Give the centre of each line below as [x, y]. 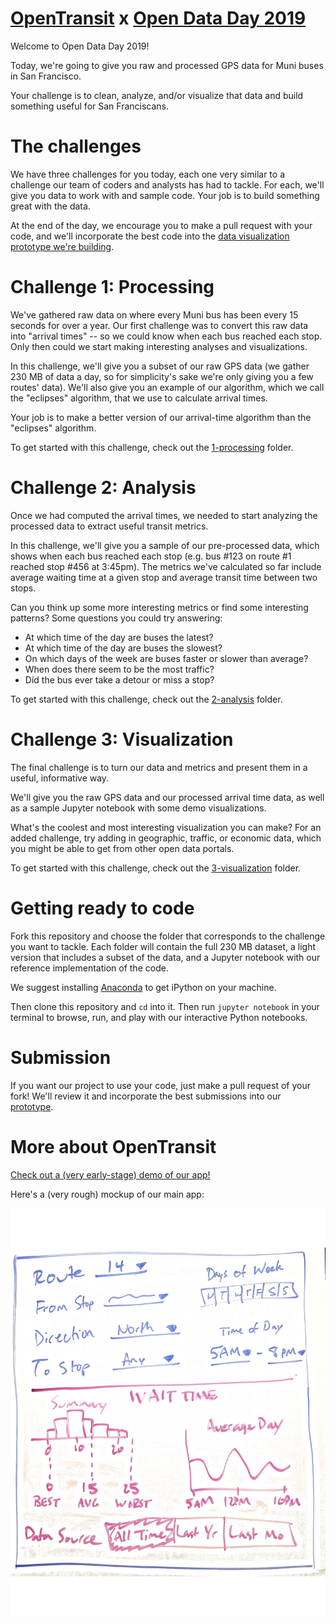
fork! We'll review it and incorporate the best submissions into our [146, 1096]
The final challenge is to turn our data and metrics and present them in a [159, 767]
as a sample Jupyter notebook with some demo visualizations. [138, 808]
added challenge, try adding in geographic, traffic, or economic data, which [166, 838]
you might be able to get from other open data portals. [122, 848]
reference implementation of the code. [89, 968]
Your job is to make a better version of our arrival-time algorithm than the [161, 417]
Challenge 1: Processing [112, 287]
